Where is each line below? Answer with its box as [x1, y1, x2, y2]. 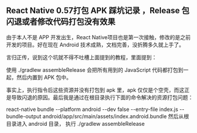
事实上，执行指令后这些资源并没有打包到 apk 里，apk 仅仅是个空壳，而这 [6, 86, 185, 93]
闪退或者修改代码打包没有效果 [6, 17, 116, 27]
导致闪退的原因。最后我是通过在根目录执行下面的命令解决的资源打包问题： [11, 94, 193, 101]
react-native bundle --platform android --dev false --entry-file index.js [6, 106, 179, 113]
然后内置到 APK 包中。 [16, 74, 72, 81]
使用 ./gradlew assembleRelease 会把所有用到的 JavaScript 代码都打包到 [6, 66, 184, 73]
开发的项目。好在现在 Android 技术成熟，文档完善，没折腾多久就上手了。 [6, 41, 185, 48]
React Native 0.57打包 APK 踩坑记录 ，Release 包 [6, 5, 190, 16]
